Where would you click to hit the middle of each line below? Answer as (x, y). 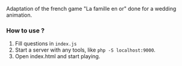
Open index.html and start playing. (57, 56)
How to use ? (26, 31)
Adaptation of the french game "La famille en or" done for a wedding (91, 9)
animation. (19, 15)
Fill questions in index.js (46, 44)
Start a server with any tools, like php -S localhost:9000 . (85, 50)
